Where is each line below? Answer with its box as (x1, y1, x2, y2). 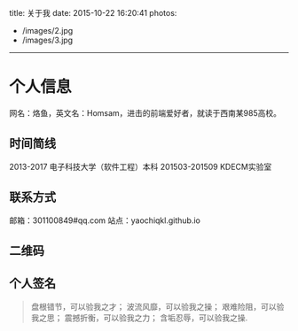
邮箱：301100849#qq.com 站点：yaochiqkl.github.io (9, 215, 201, 226)
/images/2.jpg (21, 26, 74, 35)
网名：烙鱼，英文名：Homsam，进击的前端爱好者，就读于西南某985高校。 (9, 107, 282, 118)
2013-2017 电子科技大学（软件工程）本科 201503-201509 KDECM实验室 (9, 161, 272, 172)
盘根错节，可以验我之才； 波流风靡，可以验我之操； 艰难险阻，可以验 (30, 301, 285, 312)
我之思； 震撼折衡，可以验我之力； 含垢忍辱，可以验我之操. (30, 312, 248, 323)
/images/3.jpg (21, 35, 74, 45)
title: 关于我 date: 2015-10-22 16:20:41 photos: (9, 8, 177, 18)
